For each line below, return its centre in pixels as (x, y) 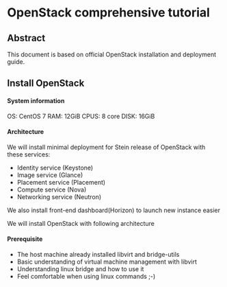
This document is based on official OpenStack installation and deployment (112, 54)
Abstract (26, 38)
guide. (16, 62)
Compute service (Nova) (52, 190)
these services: (29, 154)
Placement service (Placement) (61, 182)
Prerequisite (25, 239)
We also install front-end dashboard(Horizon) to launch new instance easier (114, 210)
